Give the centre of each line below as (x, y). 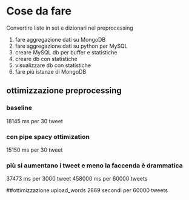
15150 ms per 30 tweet (35, 150)
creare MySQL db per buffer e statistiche (66, 52)
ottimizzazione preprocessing (64, 91)
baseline (19, 108)
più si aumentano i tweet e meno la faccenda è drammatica (94, 166)
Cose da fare (39, 11)
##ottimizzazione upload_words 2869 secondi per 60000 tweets (87, 190)
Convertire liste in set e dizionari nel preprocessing (70, 28)
